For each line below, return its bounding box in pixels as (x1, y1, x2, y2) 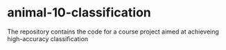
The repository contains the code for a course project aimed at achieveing (7, 27, 220, 36)
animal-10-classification (7, 5, 151, 21)
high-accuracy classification (7, 34, 89, 42)
